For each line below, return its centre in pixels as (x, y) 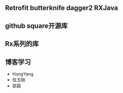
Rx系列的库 (22, 44)
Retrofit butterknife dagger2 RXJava (61, 8)
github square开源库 (36, 26)
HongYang (23, 74)
